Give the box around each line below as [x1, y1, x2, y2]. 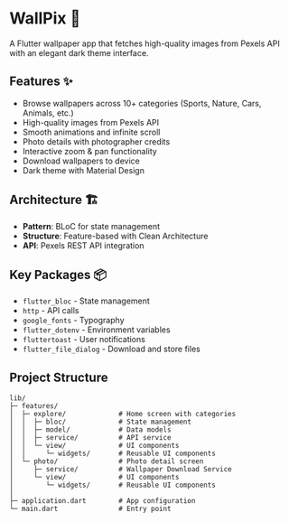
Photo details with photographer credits [22, 135, 171, 147]
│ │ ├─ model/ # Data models [9, 425, 172, 434]
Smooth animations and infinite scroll [22, 126, 161, 137]
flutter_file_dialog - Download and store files [22, 343, 200, 355]
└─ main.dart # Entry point [9, 505, 172, 514]
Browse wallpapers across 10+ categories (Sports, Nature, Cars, [22, 98, 262, 108]
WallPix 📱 [9, 8, 81, 29]
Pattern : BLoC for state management [22, 220, 161, 231]
